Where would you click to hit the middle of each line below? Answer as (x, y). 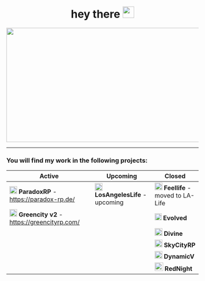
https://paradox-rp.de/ (42, 199)
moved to (168, 196)
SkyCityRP (180, 245)
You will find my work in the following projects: (77, 160)
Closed (175, 176)
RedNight (178, 269)
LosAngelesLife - (121, 195)
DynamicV (179, 257)
